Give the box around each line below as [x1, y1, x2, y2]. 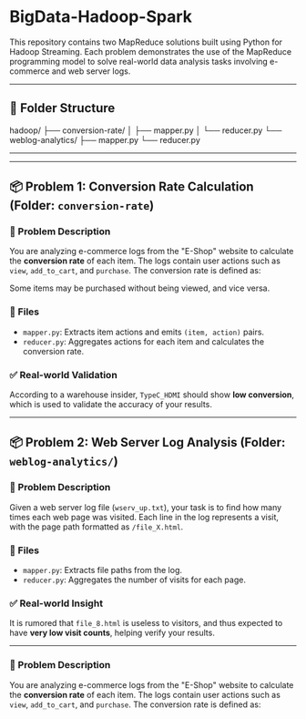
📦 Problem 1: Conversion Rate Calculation [9, 180, 254, 195]
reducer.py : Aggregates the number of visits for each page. [22, 574, 246, 585]
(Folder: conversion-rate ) [9, 198, 155, 213]
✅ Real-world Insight [9, 597, 103, 610]
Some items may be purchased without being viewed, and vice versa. [9, 282, 270, 293]
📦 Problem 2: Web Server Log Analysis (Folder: [9, 435, 286, 450]
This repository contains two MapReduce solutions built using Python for [9, 36, 283, 47]
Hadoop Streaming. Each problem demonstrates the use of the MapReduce [9, 46, 292, 56]
